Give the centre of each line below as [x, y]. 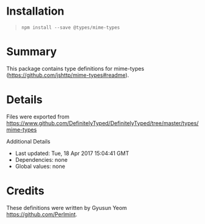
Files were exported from [38, 117]
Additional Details [28, 141]
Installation [35, 11]
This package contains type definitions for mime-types [75, 68]
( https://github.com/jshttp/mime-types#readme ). [68, 75]
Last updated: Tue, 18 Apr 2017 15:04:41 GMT [72, 153]
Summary [31, 52]
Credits [25, 191]
